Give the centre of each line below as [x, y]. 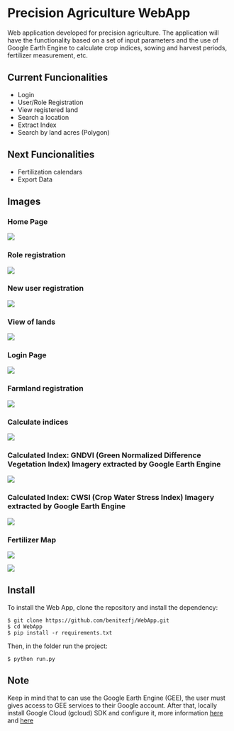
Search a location [43, 117]
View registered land [48, 110]
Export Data [35, 179]
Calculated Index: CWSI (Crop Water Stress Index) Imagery [111, 498]
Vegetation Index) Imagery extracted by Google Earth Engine [114, 464]
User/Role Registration [50, 102]
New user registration [45, 289]
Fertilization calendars [50, 172]
